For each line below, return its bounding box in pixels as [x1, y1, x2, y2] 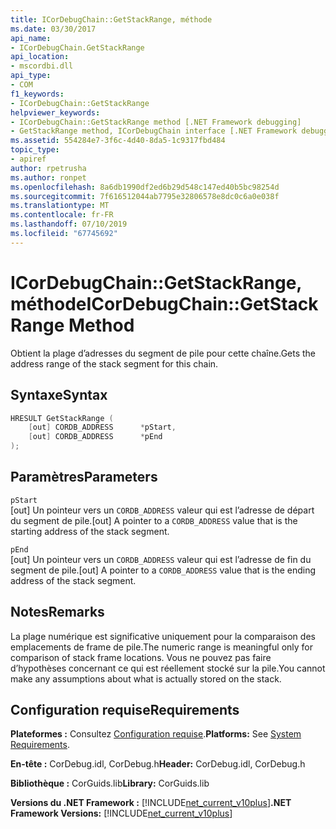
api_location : [10, 52, 70, 62]
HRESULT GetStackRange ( [10, 413, 114, 423]
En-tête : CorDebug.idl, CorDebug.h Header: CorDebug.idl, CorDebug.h [10, 758, 306, 770]
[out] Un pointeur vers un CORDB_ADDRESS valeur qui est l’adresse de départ [10, 504, 315, 516]
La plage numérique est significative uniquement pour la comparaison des [10, 630, 316, 642]
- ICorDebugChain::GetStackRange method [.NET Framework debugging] [10, 117, 302, 127]
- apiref [10, 154, 47, 164]
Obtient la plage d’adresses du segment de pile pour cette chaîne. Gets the [10, 347, 317, 359]
